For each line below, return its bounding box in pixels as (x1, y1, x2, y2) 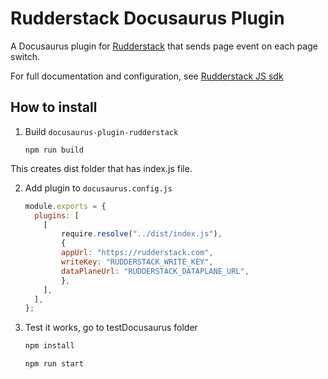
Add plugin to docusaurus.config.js (24, 182, 173, 194)
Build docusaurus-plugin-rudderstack (24, 125, 179, 137)
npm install (24, 341, 75, 351)
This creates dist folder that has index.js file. (10, 162, 193, 174)
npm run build (24, 145, 84, 155)
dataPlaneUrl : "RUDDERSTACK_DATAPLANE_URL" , (61, 266, 250, 276)
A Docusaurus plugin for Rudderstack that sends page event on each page (10, 40, 318, 52)
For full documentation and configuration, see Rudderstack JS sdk (10, 70, 284, 82)
